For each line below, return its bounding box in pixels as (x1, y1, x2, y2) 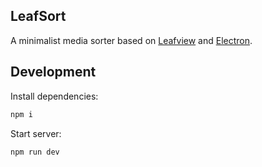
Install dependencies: (10, 90, 99, 102)
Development (10, 64, 97, 81)
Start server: (10, 127, 62, 139)
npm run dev (10, 147, 60, 157)
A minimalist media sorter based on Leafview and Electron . (10, 34, 253, 46)
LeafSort (10, 8, 67, 25)
